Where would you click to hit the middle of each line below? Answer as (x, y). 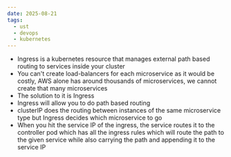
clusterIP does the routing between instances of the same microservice (119, 111)
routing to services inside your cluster (71, 66)
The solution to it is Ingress (56, 96)
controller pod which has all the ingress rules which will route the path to (121, 133)
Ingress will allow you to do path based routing (84, 103)
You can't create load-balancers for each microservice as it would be (116, 74)
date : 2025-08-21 (32, 13)
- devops (26, 33)
